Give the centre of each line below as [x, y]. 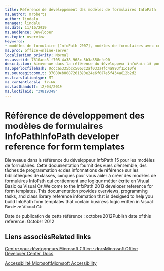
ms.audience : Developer [29, 32]
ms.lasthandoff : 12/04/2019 [34, 87]
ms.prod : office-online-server [37, 50]
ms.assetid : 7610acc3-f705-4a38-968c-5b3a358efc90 [58, 60]
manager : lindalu [23, 23]
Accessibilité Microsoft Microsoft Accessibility [51, 263]
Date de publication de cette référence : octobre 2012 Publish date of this [78, 216]
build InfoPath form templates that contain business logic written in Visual [79, 202]
